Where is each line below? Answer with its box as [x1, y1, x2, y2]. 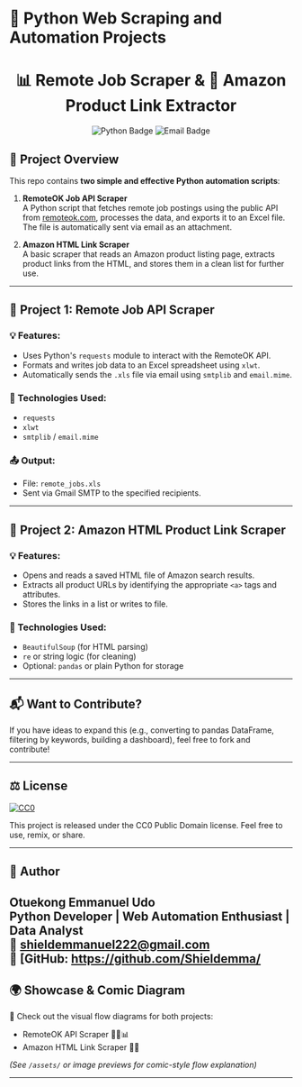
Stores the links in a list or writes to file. [22, 598, 168, 609]
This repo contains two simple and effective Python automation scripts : [9, 175, 280, 186]
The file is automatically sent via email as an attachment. [22, 221, 232, 233]
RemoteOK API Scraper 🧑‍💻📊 [22, 1029, 129, 1040]
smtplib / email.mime [22, 431, 99, 442]
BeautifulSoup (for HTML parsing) [22, 642, 148, 653]
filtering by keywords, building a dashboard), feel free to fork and [9, 735, 251, 745]
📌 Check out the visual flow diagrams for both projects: [9, 1011, 214, 1022]
